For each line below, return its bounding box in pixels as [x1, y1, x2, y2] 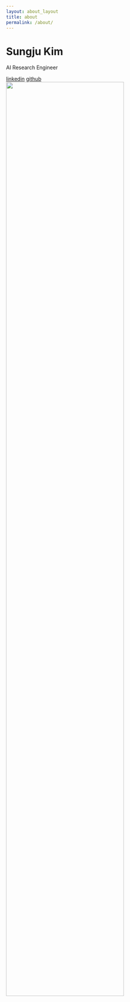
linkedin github [6, 76, 42, 83]
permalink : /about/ [6, 19, 54, 25]
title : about [6, 14, 38, 20]
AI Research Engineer [6, 64, 58, 71]
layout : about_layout [6, 8, 59, 15]
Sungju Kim [6, 45, 64, 58]
